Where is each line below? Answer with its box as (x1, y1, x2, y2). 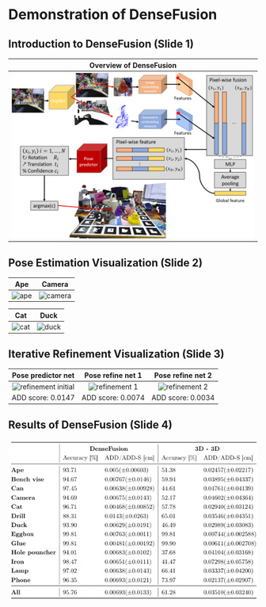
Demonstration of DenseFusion (8, 6, 218, 24)
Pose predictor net (11, 370, 75, 380)
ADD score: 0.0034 (151, 393, 215, 403)
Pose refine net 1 (84, 370, 142, 380)
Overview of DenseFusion (89, 60, 177, 70)
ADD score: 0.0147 (11, 393, 75, 403)
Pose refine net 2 (154, 370, 212, 380)
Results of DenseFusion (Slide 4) (8, 418, 173, 432)
